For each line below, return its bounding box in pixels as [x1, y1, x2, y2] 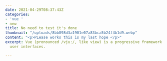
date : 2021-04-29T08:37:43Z [5, 7, 64, 12]
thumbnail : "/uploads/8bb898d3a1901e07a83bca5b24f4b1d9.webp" [5, 30, 137, 35]
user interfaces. [9, 44, 46, 49]
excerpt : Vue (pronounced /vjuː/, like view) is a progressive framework [5, 40, 162, 45]
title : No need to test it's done [5, 26, 77, 31]
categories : [5, 12, 30, 17]
